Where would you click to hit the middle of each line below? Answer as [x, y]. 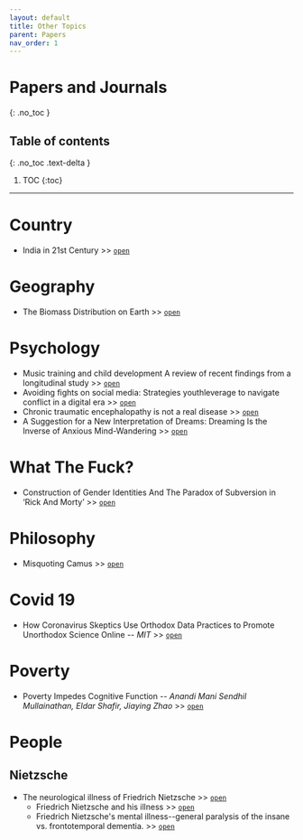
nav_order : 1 [34, 43]
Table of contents [60, 141]
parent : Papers [38, 34]
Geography [52, 287]
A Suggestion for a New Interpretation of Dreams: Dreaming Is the [145, 421]
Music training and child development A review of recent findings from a [156, 373]
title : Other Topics [48, 26]
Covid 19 [42, 599]
